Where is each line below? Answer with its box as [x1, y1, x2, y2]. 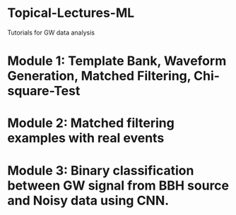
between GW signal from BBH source [7, 178, 230, 193]
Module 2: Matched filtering [7, 115, 175, 131]
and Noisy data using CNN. [7, 192, 170, 209]
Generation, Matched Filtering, [7, 68, 191, 84]
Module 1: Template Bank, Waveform [7, 53, 227, 69]
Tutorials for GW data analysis [7, 28, 95, 37]
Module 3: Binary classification [7, 162, 194, 178]
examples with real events [7, 130, 165, 146]
